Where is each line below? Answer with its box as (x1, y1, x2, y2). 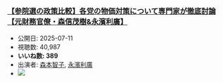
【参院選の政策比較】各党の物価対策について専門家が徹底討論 (7, 6, 216, 15)
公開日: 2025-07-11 (17, 34, 73, 43)
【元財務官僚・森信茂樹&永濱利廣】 (7, 16, 128, 26)
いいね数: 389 (17, 51, 58, 60)
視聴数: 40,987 (17, 43, 61, 51)
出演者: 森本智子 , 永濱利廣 (17, 60, 93, 69)
